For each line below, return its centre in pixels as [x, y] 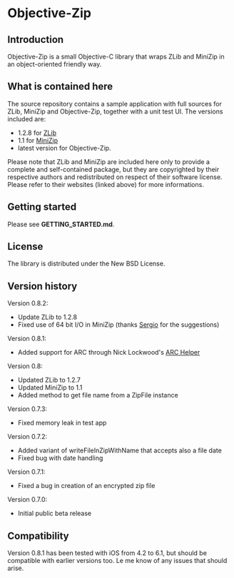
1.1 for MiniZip [38, 140]
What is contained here [60, 87]
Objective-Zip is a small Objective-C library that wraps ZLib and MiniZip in [116, 56]
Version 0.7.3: [27, 409]
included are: [27, 118]
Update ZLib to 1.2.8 [47, 317]
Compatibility [38, 536]
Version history [42, 286]
